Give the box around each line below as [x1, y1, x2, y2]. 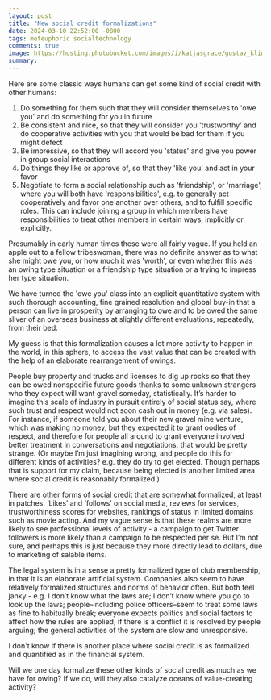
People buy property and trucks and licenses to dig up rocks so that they [8, 371, 251, 381]
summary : [8, 57, 38, 65]
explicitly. [19, 223, 52, 232]
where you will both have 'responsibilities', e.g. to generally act [19, 189, 230, 198]
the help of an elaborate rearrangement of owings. [8, 356, 176, 365]
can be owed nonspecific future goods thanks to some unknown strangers [8, 380, 256, 390]
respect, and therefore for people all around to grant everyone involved [8, 431, 244, 440]
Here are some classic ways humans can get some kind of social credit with [8, 78, 261, 89]
